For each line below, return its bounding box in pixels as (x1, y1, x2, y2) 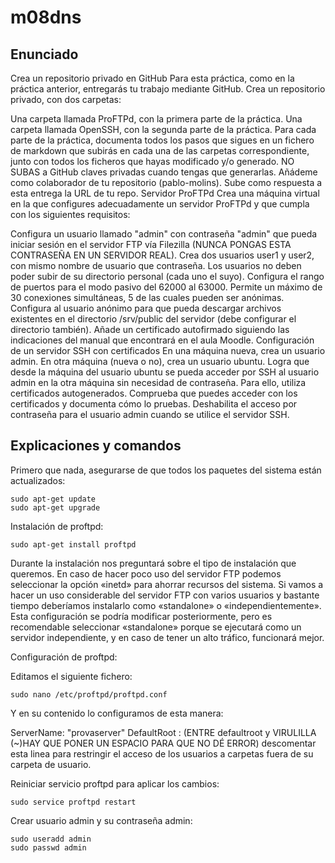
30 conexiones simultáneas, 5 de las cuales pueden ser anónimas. (10, 292, 285, 303)
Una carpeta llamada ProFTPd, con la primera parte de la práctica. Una (10, 113, 303, 125)
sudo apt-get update (10, 494, 97, 504)
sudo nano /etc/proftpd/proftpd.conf (10, 689, 168, 700)
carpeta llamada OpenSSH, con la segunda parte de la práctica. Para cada (10, 124, 317, 135)
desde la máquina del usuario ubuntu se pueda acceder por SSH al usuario (10, 366, 320, 378)
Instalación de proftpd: (10, 520, 104, 532)
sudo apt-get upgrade (10, 502, 101, 513)
